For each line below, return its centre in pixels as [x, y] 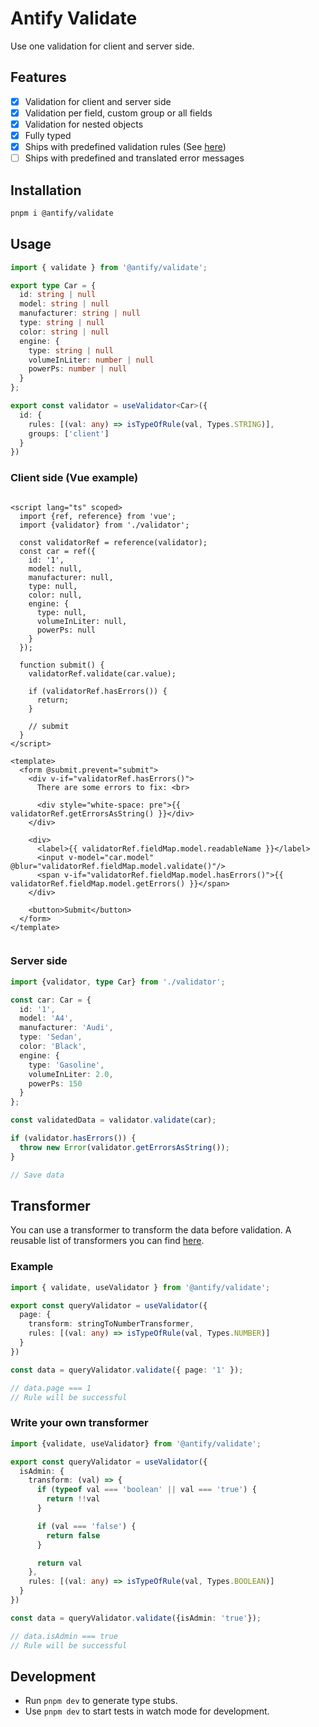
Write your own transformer [79, 1423]
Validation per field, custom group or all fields [118, 113]
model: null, [55, 568]
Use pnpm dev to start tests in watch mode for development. [147, 1711]
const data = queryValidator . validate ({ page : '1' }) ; [127, 1370]
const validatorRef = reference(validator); [113, 542]
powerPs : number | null [78, 369]
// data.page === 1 [51, 1388]
